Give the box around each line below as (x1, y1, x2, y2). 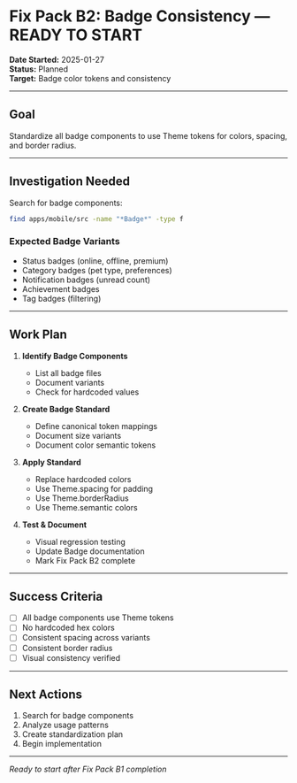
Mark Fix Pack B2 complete (34, 555, 135, 565)
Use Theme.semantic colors (34, 502, 139, 512)
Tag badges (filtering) (21, 293, 102, 303)
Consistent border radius (21, 642, 113, 653)
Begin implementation (21, 739, 102, 749)
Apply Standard (21, 457, 81, 467)
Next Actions (9, 687, 82, 702)
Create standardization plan (21, 729, 124, 740)
